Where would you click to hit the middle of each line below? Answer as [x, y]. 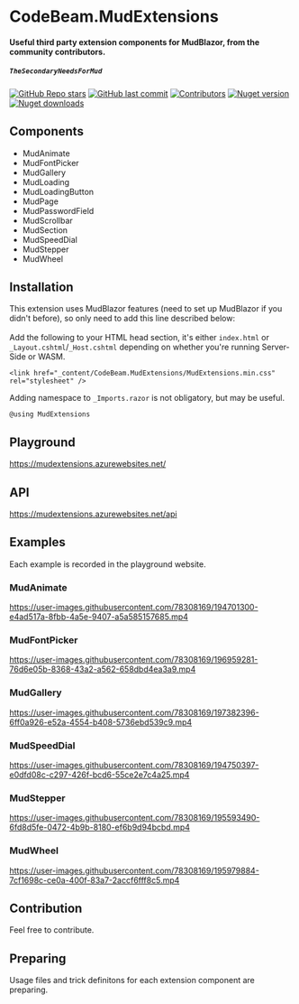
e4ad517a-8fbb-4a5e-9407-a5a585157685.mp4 [99, 617]
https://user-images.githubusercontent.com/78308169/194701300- [134, 608]
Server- [276, 347]
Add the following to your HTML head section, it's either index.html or [140, 338]
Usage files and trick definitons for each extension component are [132, 981]
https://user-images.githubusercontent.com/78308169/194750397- [134, 765]
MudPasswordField [58, 210]
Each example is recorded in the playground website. [108, 564]
